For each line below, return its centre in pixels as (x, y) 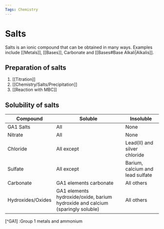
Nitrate (15, 135)
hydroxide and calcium (82, 203)
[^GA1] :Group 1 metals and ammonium (44, 221)
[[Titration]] (24, 79)
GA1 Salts (19, 127)
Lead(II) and (139, 143)
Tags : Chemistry (21, 10)
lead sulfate (139, 175)
